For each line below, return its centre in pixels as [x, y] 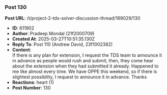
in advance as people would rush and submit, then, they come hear [83, 61]
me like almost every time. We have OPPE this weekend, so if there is [85, 72]
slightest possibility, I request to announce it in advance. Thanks [79, 77]
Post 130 [16, 7]
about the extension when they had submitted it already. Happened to [85, 66]
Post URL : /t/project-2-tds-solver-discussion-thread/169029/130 [73, 18]
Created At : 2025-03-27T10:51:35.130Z [53, 39]
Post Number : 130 [31, 88]
